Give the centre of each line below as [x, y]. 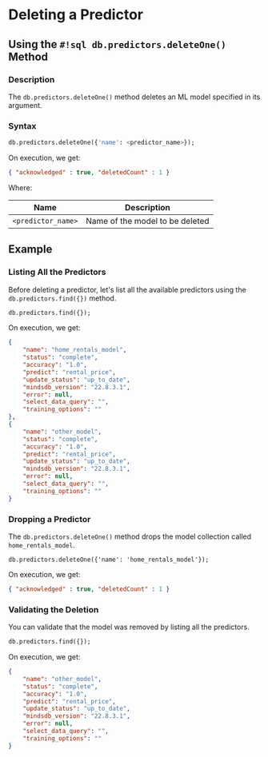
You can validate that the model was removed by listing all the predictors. [129, 627]
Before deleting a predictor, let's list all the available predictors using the [127, 289]
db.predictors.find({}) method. [62, 298]
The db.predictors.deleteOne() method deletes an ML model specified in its [134, 97]
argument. [25, 105]
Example [30, 249]
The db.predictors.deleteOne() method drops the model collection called [130, 536]
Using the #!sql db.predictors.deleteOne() [117, 44]
